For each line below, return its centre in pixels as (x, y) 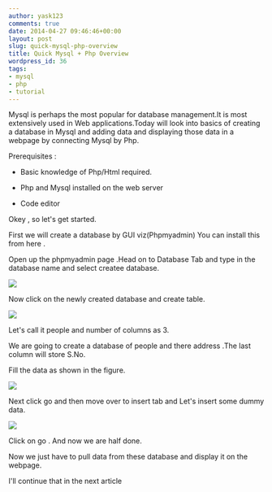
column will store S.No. (47, 355)
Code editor (40, 203)
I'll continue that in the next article (65, 481)
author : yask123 (36, 16)
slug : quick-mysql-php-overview (63, 46)
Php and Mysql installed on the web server (92, 188)
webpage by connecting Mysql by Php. (74, 141)
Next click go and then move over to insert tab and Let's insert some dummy (136, 401)
